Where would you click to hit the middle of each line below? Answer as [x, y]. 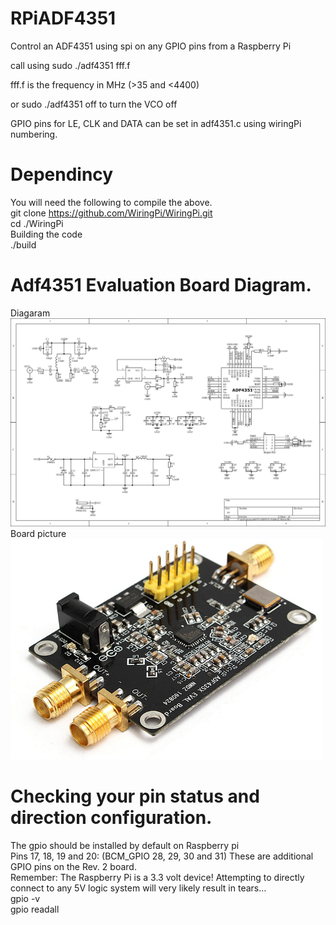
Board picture [38, 534]
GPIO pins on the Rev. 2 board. [73, 866]
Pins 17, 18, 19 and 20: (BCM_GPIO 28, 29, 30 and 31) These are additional [162, 856]
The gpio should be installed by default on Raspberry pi [125, 845]
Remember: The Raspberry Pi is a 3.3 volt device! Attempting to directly [157, 877]
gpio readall [35, 909]
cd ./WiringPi [37, 223]
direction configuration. [111, 818]
